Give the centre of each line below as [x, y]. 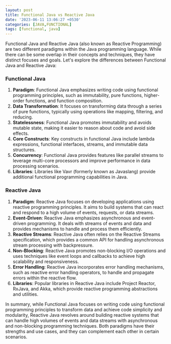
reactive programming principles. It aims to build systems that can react [88, 207]
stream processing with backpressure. [53, 245]
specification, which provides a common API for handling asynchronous [88, 239]
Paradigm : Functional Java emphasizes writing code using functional [85, 90]
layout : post [19, 10]
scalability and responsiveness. [46, 261]
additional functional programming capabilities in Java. [70, 177]
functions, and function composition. [64, 101]
